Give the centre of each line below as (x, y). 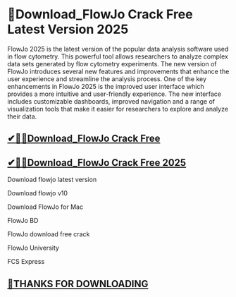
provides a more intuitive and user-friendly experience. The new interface (114, 94)
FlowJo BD (23, 221)
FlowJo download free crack (49, 234)
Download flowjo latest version (52, 180)
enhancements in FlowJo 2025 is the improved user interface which (106, 86)
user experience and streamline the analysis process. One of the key (107, 79)
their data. (22, 116)
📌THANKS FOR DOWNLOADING (78, 284)
